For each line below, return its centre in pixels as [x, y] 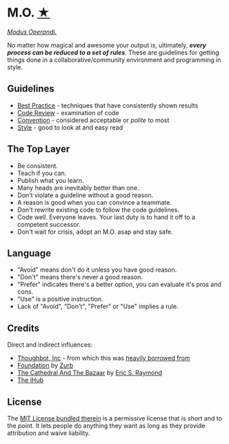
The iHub [30, 380]
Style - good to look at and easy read [70, 127]
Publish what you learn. [50, 180]
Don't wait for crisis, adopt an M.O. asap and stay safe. [95, 232]
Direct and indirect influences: [50, 345]
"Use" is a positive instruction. [60, 299]
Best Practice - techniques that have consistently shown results [108, 105]
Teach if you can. [42, 173]
